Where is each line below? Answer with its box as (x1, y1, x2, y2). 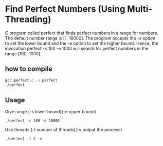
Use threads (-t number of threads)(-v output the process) (5, 127, 123, 133)
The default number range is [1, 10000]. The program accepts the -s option (5, 35, 156, 41)
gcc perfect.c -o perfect (5, 78, 57, 83)
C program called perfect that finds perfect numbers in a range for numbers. (5, 30, 159, 36)
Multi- (127, 3, 152, 15)
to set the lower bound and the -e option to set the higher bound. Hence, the (5, 40, 159, 46)
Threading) (5, 14, 51, 25)
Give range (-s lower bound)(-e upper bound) (5, 109, 96, 115)
